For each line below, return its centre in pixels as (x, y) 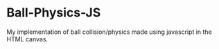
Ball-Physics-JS (54, 13)
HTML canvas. (27, 39)
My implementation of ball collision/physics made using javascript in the (109, 32)
